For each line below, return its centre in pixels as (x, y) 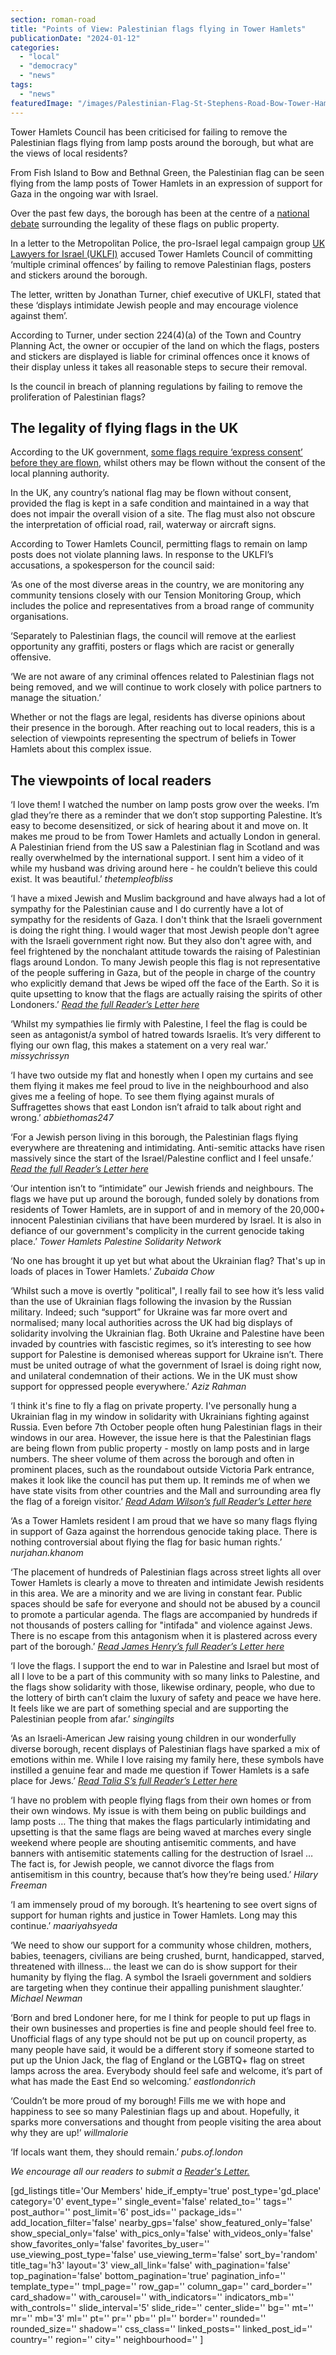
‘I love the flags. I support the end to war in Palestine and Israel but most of (165, 1666)
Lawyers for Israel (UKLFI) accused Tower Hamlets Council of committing (161, 253)
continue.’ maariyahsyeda (64, 1926)
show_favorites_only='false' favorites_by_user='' (110, 2244)
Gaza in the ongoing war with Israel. (84, 193)
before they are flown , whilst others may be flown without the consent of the (168, 463)
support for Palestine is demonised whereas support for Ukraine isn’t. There (167, 1355)
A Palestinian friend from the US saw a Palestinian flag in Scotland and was (165, 847)
